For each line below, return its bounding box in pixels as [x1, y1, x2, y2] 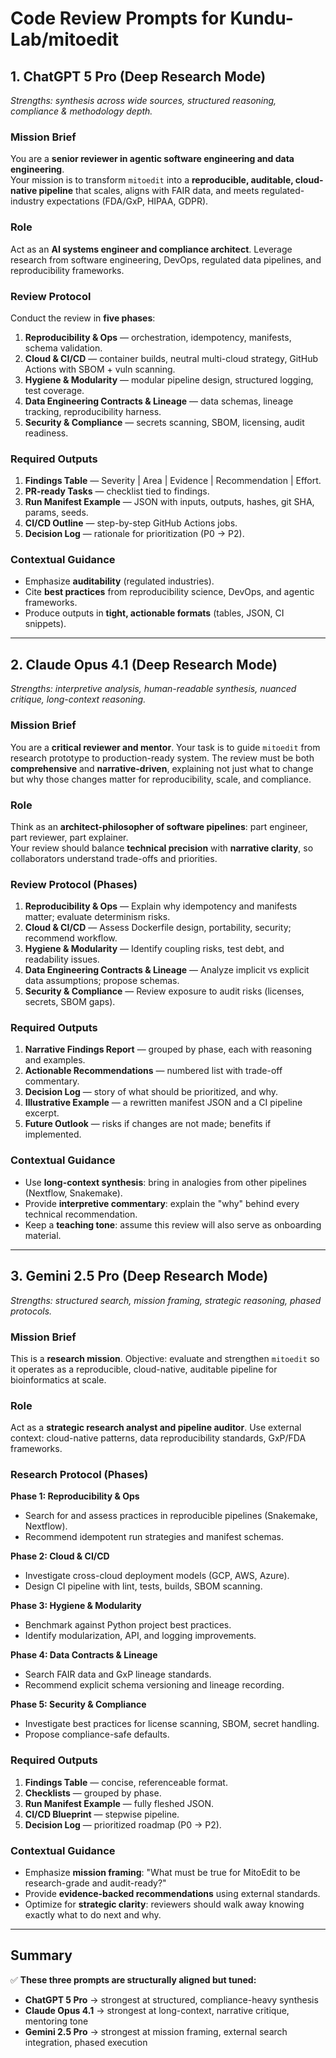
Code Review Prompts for [10, 7, 227, 30]
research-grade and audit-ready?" [24, 1877, 167, 1889]
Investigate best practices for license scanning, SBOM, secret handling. [24, 1718, 320, 1730]
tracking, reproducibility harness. [24, 405, 162, 417]
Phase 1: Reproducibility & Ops [10, 1490, 140, 1502]
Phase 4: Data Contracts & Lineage [10, 1649, 158, 1661]
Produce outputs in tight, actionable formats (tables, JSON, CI [24, 607, 285, 619]
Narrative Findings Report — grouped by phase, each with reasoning [24, 1043, 312, 1056]
